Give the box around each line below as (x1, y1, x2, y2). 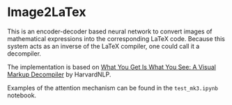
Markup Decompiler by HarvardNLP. (7, 70, 111, 79)
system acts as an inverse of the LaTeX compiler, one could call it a (7, 42, 200, 50)
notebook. (7, 91, 37, 99)
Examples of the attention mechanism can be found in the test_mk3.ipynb (7, 83, 218, 92)
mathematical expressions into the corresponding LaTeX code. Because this (7, 34, 225, 42)
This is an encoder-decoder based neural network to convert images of (7, 27, 212, 35)
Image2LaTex (7, 4, 86, 20)
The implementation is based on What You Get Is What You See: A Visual (7, 63, 216, 71)
